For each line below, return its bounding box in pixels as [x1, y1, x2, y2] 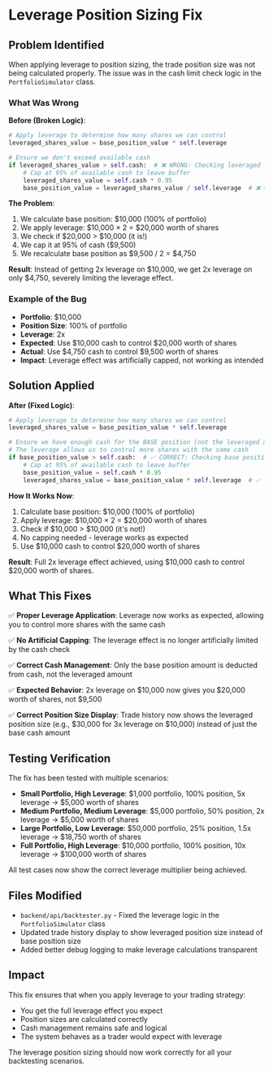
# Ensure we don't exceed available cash [8, 154, 151, 162]
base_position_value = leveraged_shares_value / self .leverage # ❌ [23, 184, 261, 192]
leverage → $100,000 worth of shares [19, 850, 147, 859]
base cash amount [8, 728, 71, 737]
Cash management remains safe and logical [19, 1023, 167, 1033]
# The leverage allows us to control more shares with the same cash [8, 446, 249, 454]
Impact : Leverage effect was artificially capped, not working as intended [19, 355, 264, 365]
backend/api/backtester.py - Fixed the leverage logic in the [19, 910, 219, 920]
